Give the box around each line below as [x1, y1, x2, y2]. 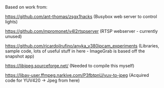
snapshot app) [5, 53, 34, 59]
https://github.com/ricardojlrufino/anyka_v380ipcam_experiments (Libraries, [5, 43, 160, 48]
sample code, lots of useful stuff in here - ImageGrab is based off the [5, 48, 145, 54]
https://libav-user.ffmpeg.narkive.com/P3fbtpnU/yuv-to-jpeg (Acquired [5, 72, 149, 78]
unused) [5, 34, 22, 39]
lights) [5, 19, 18, 24]
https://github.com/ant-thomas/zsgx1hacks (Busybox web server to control [5, 14, 157, 19]
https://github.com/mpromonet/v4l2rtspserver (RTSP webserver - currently [5, 28, 158, 34]
